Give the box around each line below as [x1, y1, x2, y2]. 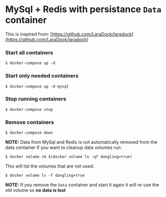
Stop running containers [5, 95, 67, 102]
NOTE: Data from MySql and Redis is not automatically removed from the [5, 139, 158, 145]
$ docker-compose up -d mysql [5, 84, 69, 89]
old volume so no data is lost [5, 187, 66, 193]
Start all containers [5, 49, 53, 56]
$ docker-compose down [5, 130, 53, 135]
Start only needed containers [5, 72, 79, 80]
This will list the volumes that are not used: [5, 163, 95, 169]
